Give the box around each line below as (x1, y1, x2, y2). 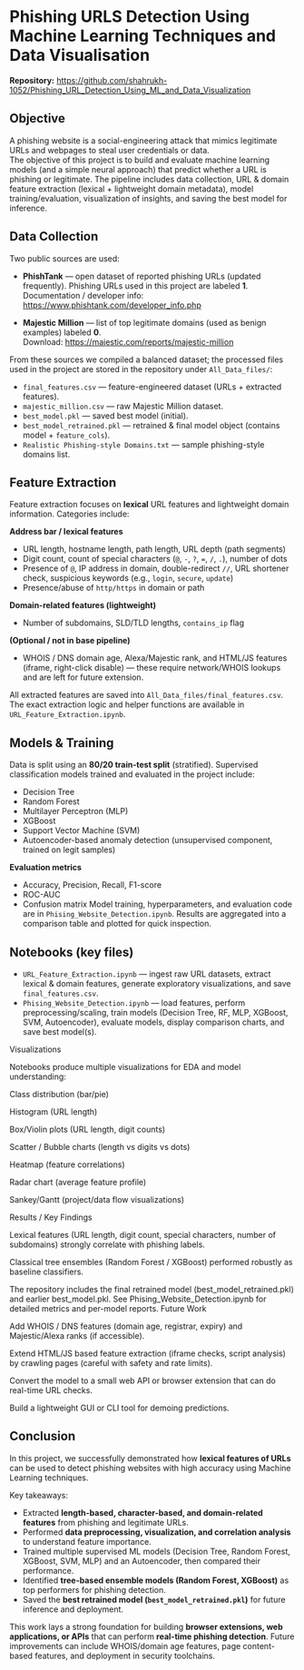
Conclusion (9, 1429, 76, 1444)
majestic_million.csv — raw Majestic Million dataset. (22, 400, 224, 411)
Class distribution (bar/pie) (9, 1089, 109, 1099)
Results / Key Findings (9, 1212, 93, 1223)
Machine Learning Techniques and (9, 25, 277, 46)
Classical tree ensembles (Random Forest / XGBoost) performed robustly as (9, 1257, 293, 1267)
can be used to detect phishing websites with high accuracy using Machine (9, 1462, 291, 1473)
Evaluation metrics (9, 862, 82, 873)
